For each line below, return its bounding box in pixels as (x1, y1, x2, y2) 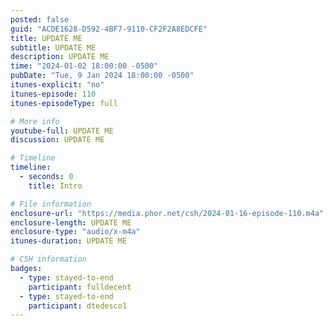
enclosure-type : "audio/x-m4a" (10, 227, 141, 237)
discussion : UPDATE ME (10, 135, 105, 145)
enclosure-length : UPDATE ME (10, 217, 132, 228)
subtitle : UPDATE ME (10, 42, 97, 53)
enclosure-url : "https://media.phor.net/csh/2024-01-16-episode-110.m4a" (10, 208, 325, 218)
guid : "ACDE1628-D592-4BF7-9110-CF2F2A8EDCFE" (10, 24, 208, 34)
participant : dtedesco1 (28, 301, 128, 311)
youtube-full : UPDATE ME (10, 126, 114, 136)
